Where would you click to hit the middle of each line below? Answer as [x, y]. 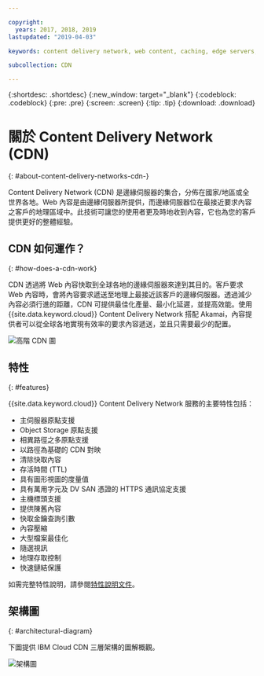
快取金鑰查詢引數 [47, 518]
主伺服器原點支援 [47, 420]
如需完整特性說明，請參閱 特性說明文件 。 [73, 584]
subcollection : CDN [40, 65]
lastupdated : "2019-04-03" [52, 37]
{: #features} [29, 387]
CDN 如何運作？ [47, 249]
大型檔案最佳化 [44, 538]
